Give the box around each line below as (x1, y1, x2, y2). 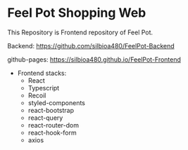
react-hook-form (27, 128, 77, 137)
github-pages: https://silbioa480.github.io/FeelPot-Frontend (7, 55, 182, 64)
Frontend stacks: (17, 69, 67, 77)
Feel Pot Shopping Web (7, 5, 146, 21)
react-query (27, 114, 63, 122)
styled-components (27, 98, 86, 107)
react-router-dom (27, 121, 80, 129)
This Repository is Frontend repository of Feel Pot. (7, 28, 153, 36)
